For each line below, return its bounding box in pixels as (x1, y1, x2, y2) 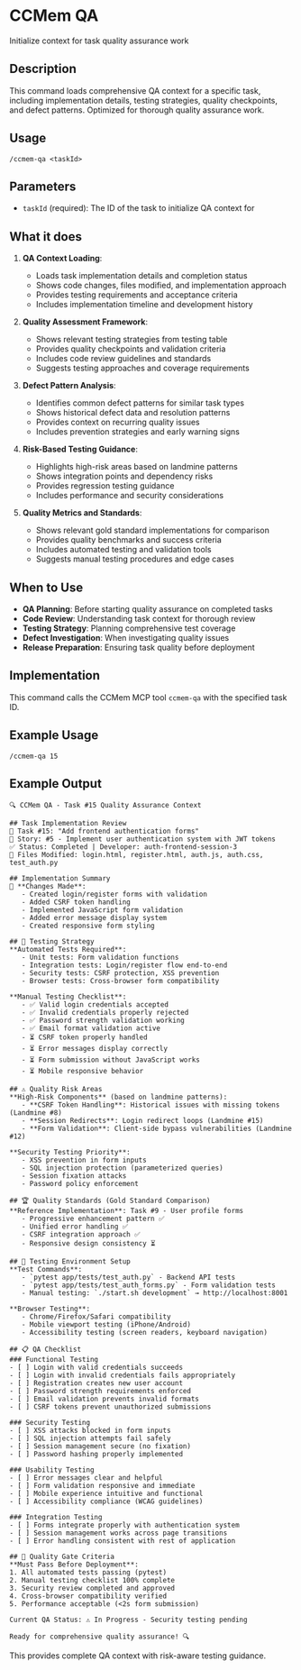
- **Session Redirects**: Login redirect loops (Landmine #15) (21, 1117, 264, 1126)
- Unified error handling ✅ (21, 1222, 129, 1231)
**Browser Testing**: (9, 1304, 91, 1314)
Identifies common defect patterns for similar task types (35, 397, 245, 408)
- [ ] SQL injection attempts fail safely (9, 1434, 171, 1443)
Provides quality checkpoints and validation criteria (35, 343, 226, 354)
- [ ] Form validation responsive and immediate (9, 1482, 196, 1491)
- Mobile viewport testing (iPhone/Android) (21, 1320, 192, 1329)
